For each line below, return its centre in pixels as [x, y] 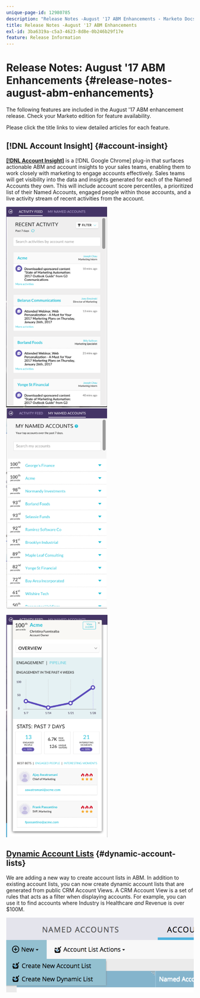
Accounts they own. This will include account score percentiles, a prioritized [100, 186]
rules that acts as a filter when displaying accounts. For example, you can [96, 896]
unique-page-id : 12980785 [38, 12]
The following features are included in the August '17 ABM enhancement [95, 110]
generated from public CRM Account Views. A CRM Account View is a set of [100, 890]
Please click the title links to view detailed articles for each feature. [88, 127]
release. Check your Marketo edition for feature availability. [79, 116]
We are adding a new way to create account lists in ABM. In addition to [93, 877]
